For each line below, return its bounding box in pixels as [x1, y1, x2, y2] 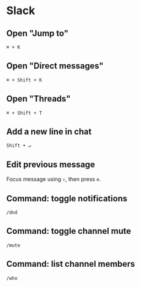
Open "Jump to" [6, 28, 69, 39]
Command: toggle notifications [6, 193, 128, 204]
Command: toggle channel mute [6, 226, 131, 236]
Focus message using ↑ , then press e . [6, 176, 101, 183]
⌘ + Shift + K [6, 77, 43, 83]
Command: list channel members [6, 259, 136, 269]
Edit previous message [6, 159, 95, 170]
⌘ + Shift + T [6, 110, 43, 116]
